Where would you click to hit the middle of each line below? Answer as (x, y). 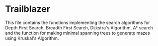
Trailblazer (28, 9)
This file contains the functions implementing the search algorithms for (78, 23)
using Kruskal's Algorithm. (32, 38)
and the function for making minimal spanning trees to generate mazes (78, 33)
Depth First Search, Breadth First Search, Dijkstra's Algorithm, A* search (79, 27)
